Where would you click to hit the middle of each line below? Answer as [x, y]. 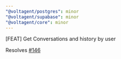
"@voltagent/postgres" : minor [42, 11]
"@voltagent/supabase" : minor [42, 17]
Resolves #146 [23, 50]
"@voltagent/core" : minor [37, 22]
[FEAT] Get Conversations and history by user [61, 39]
